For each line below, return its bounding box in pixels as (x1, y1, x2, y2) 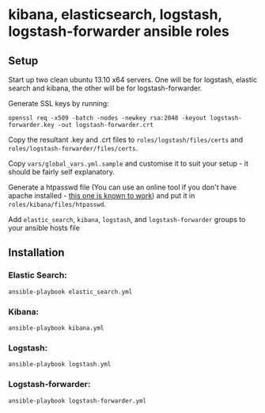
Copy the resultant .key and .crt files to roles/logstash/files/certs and (8, 135, 244, 144)
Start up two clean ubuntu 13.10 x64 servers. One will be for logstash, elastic (8, 75, 257, 84)
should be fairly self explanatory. (8, 167, 115, 176)
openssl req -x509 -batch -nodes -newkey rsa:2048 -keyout (8, 114, 207, 122)
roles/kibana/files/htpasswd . (8, 200, 107, 208)
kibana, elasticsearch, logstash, (8, 6, 223, 24)
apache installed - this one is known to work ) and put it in (8, 191, 195, 200)
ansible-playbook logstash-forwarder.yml (8, 396, 147, 405)
